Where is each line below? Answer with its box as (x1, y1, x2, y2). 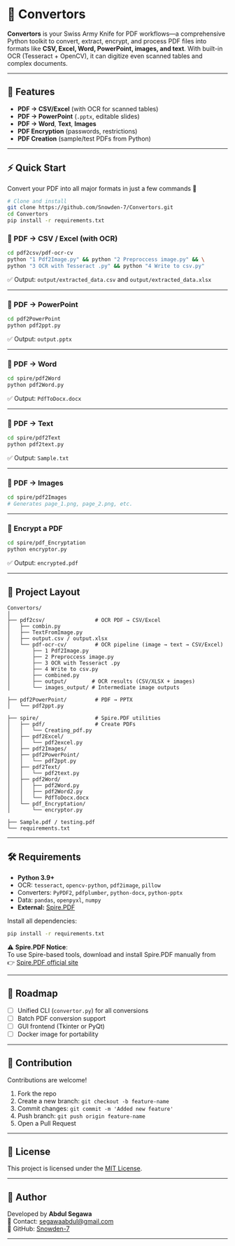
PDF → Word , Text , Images (17, 119, 97, 128)
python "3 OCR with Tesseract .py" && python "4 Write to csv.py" (7, 262, 205, 270)
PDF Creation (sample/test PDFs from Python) (17, 134, 152, 143)
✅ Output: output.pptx (7, 335, 72, 344)
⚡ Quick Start (7, 162, 66, 174)
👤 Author (7, 1191, 47, 1203)
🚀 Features (7, 86, 55, 98)
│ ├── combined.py (7, 672, 80, 679)
